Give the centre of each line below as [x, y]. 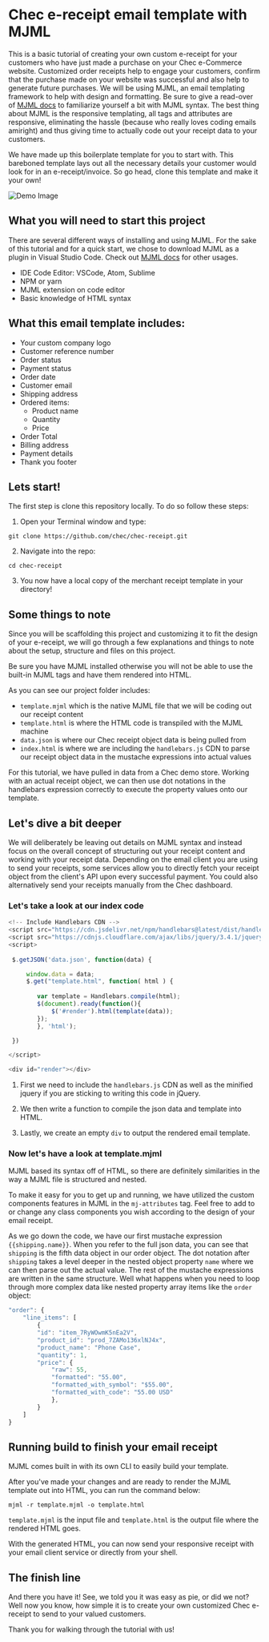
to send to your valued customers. [90, 1614]
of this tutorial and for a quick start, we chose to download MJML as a [124, 248]
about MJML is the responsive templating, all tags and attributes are [120, 113]
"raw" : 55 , [69, 1370]
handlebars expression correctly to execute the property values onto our [128, 790]
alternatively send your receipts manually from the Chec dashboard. [120, 885]
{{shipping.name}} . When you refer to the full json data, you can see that [128, 1245]
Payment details [46, 453]
